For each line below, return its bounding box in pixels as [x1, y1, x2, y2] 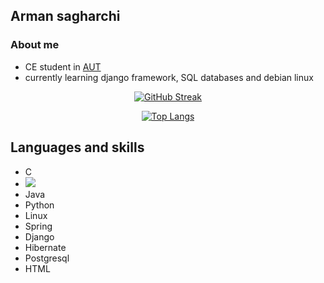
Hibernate [24, 241, 67, 253]
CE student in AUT [24, 60, 102, 73]
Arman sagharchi [10, 8, 121, 25]
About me [10, 38, 60, 52]
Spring [24, 220, 53, 232]
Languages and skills [10, 139, 145, 156]
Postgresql [24, 252, 70, 264]
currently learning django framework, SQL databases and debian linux [24, 71, 314, 83]
